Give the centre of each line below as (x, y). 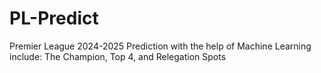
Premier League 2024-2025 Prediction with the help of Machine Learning (160, 46)
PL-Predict (54, 18)
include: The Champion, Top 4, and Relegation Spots (118, 56)
